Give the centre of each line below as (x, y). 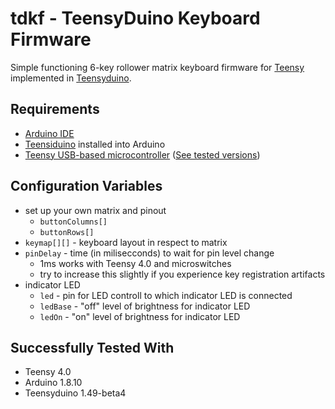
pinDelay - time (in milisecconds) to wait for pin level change (149, 253)
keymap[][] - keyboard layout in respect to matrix (126, 242)
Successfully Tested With (92, 347)
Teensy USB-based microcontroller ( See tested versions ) (142, 154)
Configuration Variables (86, 186)
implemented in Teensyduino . (71, 78)
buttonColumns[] (73, 222)
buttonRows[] (67, 232)
